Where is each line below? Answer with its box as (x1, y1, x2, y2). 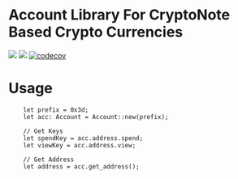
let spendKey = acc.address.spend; (23, 134, 144, 143)
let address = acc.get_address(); (23, 162, 140, 171)
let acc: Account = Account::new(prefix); (23, 113, 169, 121)
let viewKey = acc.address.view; (23, 141, 136, 149)
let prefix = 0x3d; (23, 105, 89, 114)
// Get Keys (23, 127, 63, 135)
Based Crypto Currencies (8, 23, 184, 41)
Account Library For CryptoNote (8, 6, 231, 24)
